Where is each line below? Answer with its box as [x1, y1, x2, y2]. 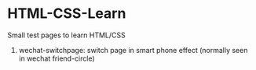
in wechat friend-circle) [18, 54, 95, 63]
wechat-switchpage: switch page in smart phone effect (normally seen [18, 45, 248, 54]
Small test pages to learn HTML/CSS [7, 30, 126, 40]
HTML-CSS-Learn [7, 5, 126, 23]
